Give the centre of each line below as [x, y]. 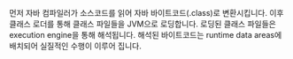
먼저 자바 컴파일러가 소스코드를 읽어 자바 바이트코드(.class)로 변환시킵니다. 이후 [146, 13]
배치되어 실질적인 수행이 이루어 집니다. [75, 46]
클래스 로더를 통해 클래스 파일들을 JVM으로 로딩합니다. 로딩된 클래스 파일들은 [143, 24]
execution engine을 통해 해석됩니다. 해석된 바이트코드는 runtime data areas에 [146, 35]
